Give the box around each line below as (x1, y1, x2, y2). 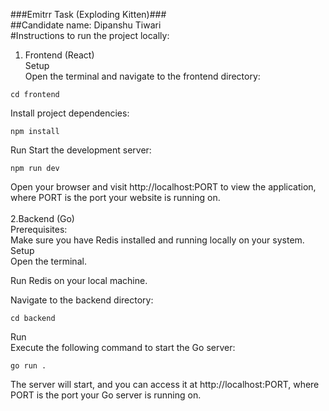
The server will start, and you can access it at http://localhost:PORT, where (10, 379, 320, 390)
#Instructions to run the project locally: (10, 30, 170, 41)
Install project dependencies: (10, 107, 130, 119)
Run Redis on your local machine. (10, 275, 148, 286)
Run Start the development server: (10, 144, 152, 156)
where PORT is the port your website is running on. (10, 192, 221, 203)
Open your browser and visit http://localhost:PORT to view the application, (10, 181, 317, 193)
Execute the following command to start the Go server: (10, 342, 236, 353)
